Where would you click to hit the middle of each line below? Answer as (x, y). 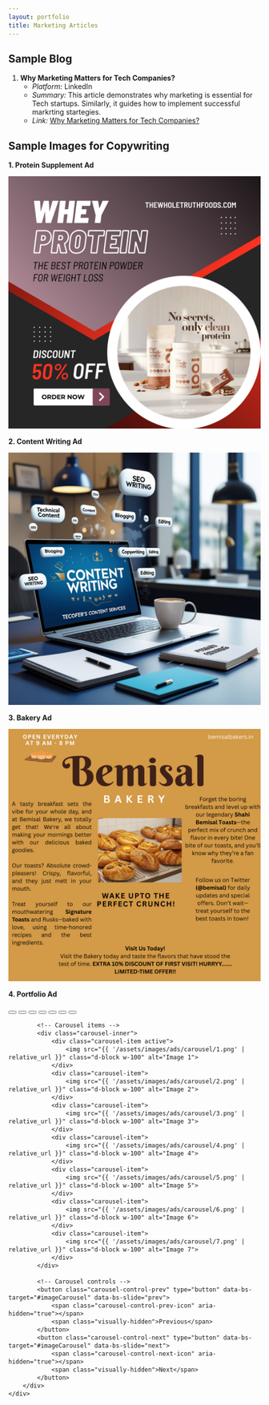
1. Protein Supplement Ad (51, 165)
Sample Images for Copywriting (89, 145)
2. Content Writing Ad (45, 441)
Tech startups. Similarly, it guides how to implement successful (136, 103)
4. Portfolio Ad (33, 994)
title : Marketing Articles (53, 25)
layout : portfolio (39, 17)
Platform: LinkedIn (62, 87)
